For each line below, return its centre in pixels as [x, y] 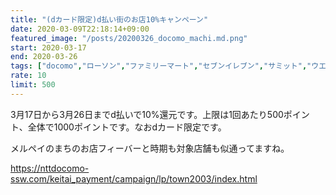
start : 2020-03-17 [48, 47]
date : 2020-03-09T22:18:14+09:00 [80, 29]
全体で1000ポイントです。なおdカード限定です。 [127, 127]
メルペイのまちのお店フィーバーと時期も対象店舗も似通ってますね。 [150, 148]
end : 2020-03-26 [44, 57]
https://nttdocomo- [50, 168]
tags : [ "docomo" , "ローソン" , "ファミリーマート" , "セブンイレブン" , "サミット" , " [161, 66]
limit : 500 [33, 85]
